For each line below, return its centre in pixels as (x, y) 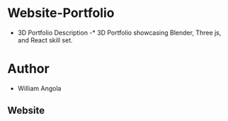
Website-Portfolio (61, 13)
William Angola (39, 88)
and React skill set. (45, 40)
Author (28, 69)
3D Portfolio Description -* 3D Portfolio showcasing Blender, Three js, (119, 33)
